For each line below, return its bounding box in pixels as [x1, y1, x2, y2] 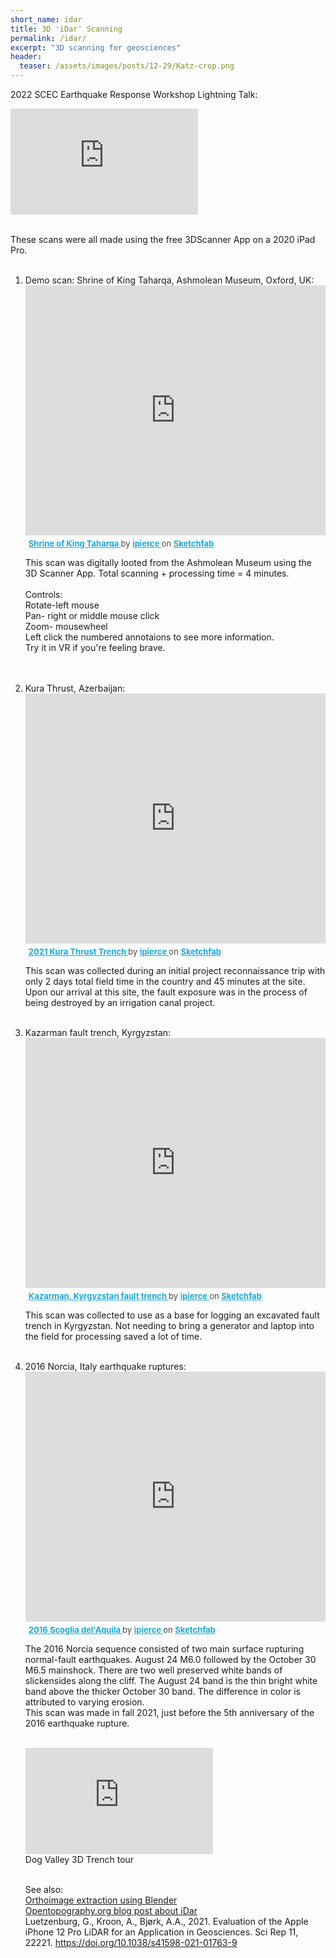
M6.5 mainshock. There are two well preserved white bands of [24, 1664, 283, 1676]
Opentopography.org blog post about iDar [24, 1905, 198, 1916]
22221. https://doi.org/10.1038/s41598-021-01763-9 [24, 1937, 238, 1948]
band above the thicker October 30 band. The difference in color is [24, 1686, 301, 1697]
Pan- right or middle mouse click [24, 610, 160, 621]
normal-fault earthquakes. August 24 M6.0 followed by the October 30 [24, 1654, 317, 1665]
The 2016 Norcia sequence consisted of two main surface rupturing [24, 1643, 305, 1655]
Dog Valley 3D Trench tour [24, 1854, 135, 1865]
